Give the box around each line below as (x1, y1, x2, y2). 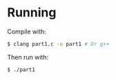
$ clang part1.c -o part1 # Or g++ (7, 40, 110, 47)
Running (7, 5, 57, 21)
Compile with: (7, 27, 47, 36)
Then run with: (7, 53, 49, 61)
